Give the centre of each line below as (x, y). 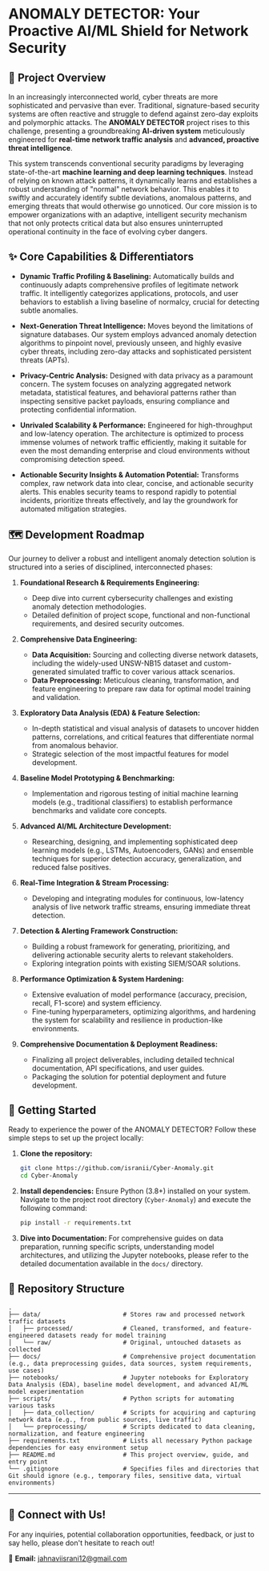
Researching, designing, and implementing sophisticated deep (135, 841)
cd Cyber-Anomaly (49, 1176)
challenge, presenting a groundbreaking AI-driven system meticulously (127, 131)
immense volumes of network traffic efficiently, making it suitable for (133, 442)
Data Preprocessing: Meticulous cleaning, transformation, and (135, 680)
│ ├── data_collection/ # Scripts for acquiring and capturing (132, 1412)
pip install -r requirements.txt (76, 1223)
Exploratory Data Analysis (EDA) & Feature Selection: (110, 713)
